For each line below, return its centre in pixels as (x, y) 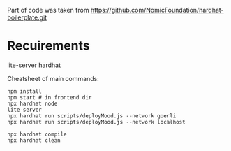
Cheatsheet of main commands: (53, 78)
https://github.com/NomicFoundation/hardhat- (157, 10)
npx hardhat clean (34, 140)
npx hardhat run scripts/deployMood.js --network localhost (97, 122)
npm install (24, 91)
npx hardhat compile (37, 134)
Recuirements (49, 46)
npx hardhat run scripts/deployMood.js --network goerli (92, 116)
